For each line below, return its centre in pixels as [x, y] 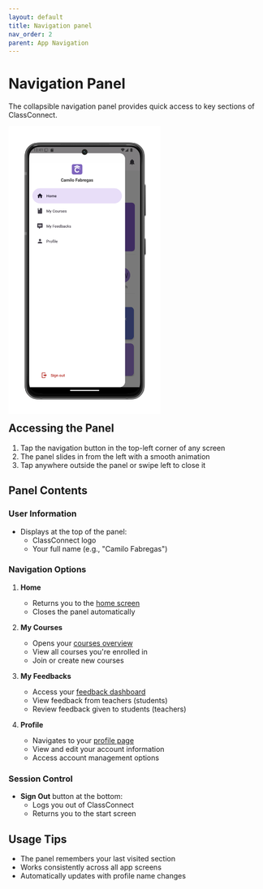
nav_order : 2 [30, 34]
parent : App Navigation [49, 43]
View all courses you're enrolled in [90, 651]
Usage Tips [38, 839]
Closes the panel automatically [84, 612]
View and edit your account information [98, 749]
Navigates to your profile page [83, 740]
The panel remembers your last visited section [98, 858]
